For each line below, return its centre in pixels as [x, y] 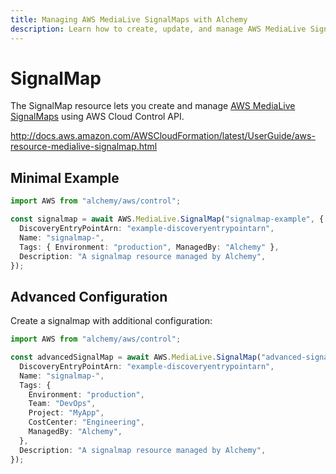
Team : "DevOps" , [62, 404]
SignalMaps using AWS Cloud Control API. [97, 117]
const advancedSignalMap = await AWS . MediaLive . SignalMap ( [136, 357]
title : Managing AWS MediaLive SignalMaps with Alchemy [129, 19]
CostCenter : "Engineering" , [86, 422]
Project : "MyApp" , [66, 413]
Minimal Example [65, 177]
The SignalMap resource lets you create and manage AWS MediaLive [153, 106]
